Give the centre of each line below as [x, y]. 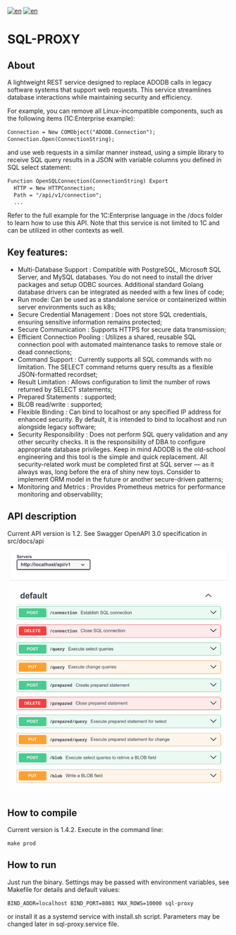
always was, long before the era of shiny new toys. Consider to [109, 472]
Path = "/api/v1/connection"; [58, 195]
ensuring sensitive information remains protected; [90, 322]
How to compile [42, 813]
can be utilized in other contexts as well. [66, 230]
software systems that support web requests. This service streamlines [109, 90]
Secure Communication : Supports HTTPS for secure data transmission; [122, 329]
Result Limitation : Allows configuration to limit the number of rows [114, 381]
